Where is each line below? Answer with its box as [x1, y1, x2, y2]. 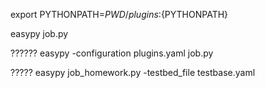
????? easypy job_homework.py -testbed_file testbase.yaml [10, 67, 256, 78]
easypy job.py [10, 28, 69, 39]
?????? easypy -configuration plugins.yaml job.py [10, 47, 214, 59]
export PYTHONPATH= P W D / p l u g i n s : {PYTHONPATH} [10, 9, 229, 20]
